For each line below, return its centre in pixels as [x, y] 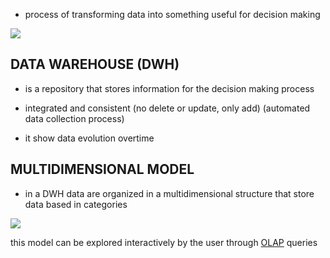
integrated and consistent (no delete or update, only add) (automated [167, 108]
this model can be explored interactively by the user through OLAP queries [164, 242]
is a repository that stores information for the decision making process [169, 88]
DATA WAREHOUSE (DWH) [95, 64]
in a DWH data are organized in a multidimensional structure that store [169, 193]
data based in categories [76, 204]
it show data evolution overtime [89, 138]
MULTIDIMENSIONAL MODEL [102, 169]
